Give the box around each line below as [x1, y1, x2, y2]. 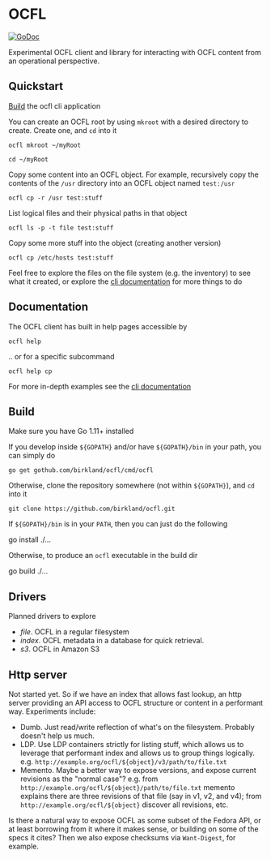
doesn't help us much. [19, 731, 95, 741]
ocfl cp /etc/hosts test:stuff [8, 253, 114, 262]
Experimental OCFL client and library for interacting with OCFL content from [8, 47, 261, 57]
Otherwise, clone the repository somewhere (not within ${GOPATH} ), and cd [8, 480, 255, 491]
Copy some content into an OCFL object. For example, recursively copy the [8, 170, 259, 179]
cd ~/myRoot [8, 155, 49, 163]
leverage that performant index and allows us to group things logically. [19, 748, 256, 758]
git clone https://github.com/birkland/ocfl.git [8, 505, 176, 513]
